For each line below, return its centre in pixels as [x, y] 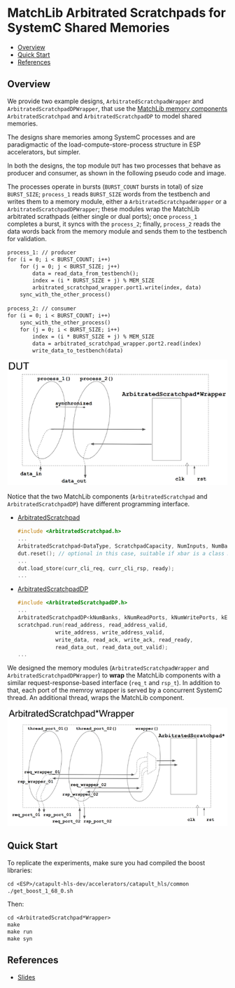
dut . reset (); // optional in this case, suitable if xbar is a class [121, 553]
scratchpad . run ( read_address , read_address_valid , [93, 625]
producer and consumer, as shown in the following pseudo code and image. [117, 172]
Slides [26, 977]
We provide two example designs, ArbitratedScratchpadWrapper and [106, 101]
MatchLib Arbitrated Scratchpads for [116, 13]
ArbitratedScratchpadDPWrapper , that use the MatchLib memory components [117, 108]
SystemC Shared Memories [88, 28]
